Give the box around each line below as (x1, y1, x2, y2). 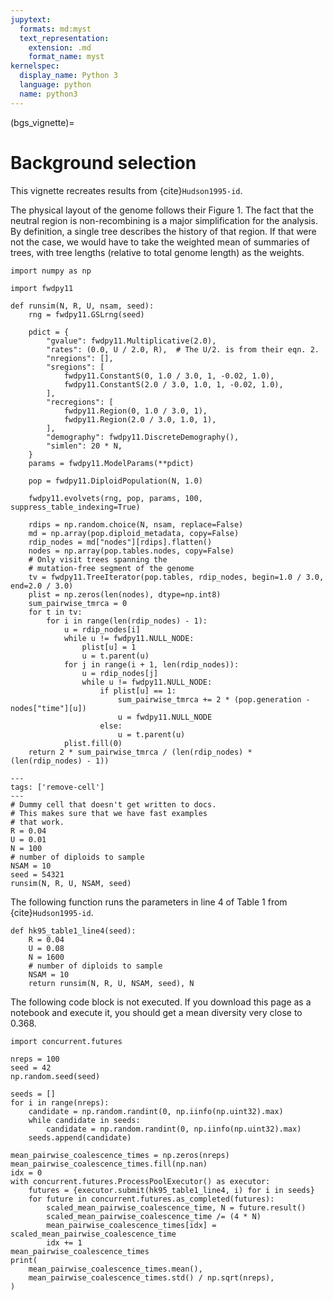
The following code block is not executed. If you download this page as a (10, 996, 312, 1008)
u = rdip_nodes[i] (63, 624, 141, 635)
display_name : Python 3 (19, 71, 118, 81)
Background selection (10, 151, 197, 174)
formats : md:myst (19, 24, 92, 34)
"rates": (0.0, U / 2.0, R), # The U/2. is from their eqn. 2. (46, 344, 320, 355)
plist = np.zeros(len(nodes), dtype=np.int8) (28, 589, 222, 600)
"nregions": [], (46, 353, 114, 363)
